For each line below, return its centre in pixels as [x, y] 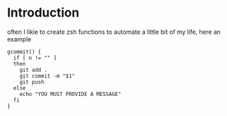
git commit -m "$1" [47, 76]
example [19, 39]
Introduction [43, 13]
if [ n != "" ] [35, 58]
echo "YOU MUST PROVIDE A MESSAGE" [71, 94]
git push [32, 82]
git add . [34, 70]
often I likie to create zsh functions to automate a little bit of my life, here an [114, 32]
